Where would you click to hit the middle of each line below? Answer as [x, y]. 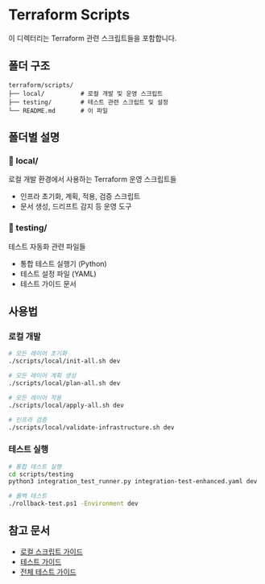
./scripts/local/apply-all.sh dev [66, 405]
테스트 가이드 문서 [48, 284]
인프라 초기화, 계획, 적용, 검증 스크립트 [80, 197]
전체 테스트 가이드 [48, 572]
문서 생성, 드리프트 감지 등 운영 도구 [76, 206]
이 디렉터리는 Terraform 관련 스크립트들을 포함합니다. [93, 38]
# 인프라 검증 [28, 420]
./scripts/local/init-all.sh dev [64, 361]
